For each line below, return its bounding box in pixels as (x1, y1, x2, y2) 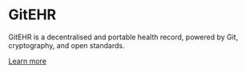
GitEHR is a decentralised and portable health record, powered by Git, (8, 32, 239, 42)
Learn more (8, 56, 46, 66)
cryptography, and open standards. (8, 40, 125, 50)
